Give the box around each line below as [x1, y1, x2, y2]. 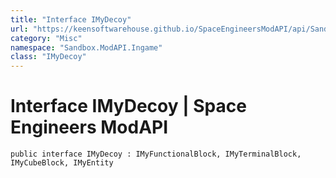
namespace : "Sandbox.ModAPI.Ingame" [10, 42, 163, 53]
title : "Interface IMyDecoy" [10, 14, 132, 25]
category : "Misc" [10, 33, 83, 43]
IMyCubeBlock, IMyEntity [10, 158, 114, 168]
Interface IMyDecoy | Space [10, 95, 247, 118]
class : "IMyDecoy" [10, 52, 87, 62]
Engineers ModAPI [10, 116, 169, 139]
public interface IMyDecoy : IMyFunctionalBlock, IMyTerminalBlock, [10, 149, 302, 160]
